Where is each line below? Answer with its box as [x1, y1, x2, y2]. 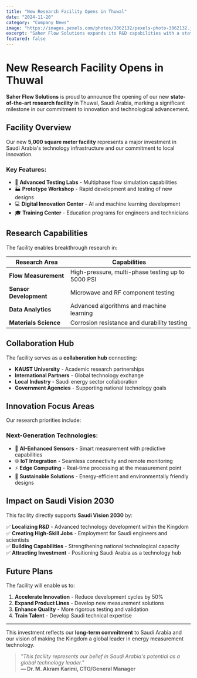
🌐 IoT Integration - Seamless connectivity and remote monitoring [14, 457, 173, 464]
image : [6, 25, 22, 31]
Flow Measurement [9, 271, 64, 280]
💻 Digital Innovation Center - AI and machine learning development [14, 200, 181, 207]
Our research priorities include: [6, 417, 81, 424]
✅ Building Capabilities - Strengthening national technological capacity [6, 542, 180, 549]
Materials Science [9, 318, 60, 327]
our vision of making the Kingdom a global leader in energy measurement [6, 635, 184, 642]
